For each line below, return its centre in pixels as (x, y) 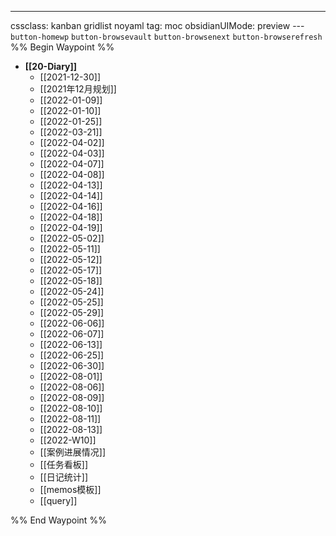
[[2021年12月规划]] (78, 89)
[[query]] (58, 500)
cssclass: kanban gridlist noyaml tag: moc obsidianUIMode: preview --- (157, 25)
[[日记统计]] (64, 477)
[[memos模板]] (70, 489)
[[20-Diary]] (51, 66)
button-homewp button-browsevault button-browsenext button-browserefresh (166, 37)
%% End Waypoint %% (58, 520)
